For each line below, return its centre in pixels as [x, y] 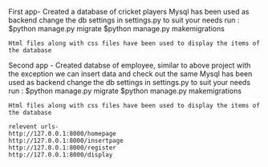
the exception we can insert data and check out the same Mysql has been [130, 74]
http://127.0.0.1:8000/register [62, 148]
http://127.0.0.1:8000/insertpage [66, 141]
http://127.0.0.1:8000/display [61, 155]
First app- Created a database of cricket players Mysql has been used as [129, 12]
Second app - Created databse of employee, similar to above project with [130, 65]
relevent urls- [34, 127]
